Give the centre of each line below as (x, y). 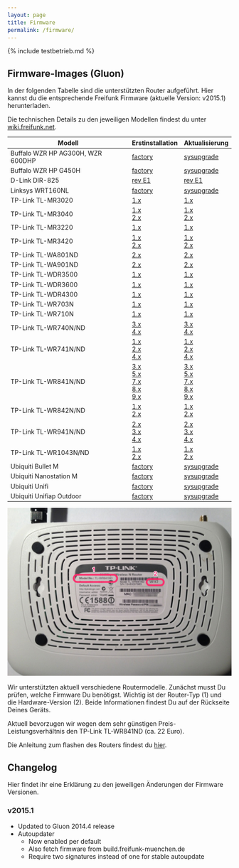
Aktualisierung (206, 143)
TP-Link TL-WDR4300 (44, 294)
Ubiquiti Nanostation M (44, 476)
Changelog (32, 767)
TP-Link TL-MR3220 (42, 227)
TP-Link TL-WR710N (42, 314)
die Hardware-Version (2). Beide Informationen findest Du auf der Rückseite (118, 702)
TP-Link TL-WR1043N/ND (50, 453)
